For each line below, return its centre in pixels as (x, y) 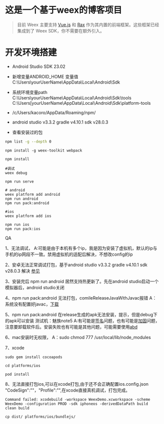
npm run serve (20, 182)
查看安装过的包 (27, 132)
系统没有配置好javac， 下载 (32, 304)
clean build (17, 408)
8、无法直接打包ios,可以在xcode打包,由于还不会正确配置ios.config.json (77, 384)
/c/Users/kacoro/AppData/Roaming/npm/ (54, 112)
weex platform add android (33, 194)
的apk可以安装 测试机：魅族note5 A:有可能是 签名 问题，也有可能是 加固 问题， (82, 321)
